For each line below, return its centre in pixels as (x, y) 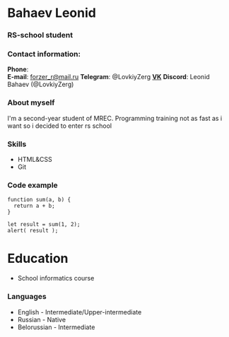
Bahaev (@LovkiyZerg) (41, 84)
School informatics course (56, 278)
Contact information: (44, 54)
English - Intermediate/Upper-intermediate (80, 312)
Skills (17, 144)
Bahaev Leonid (52, 13)
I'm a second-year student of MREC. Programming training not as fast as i (115, 118)
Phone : (18, 69)
